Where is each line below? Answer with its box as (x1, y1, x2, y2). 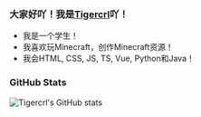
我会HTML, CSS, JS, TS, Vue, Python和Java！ (22, 53, 195, 64)
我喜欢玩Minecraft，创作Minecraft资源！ (22, 42, 174, 53)
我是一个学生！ (22, 30, 79, 42)
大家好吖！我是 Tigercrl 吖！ (9, 7, 129, 20)
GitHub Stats (9, 76, 67, 89)
